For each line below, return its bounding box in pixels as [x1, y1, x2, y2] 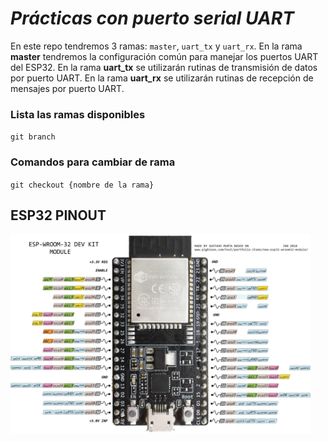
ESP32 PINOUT [10, 207, 107, 224]
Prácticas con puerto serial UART [10, 7, 295, 30]
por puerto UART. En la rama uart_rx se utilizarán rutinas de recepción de [10, 72, 314, 84]
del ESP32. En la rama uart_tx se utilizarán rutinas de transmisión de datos [10, 61, 318, 73]
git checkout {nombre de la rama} [10, 180, 155, 190]
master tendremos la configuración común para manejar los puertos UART [10, 50, 319, 62]
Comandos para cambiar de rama [10, 155, 176, 169]
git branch [10, 132, 56, 142]
